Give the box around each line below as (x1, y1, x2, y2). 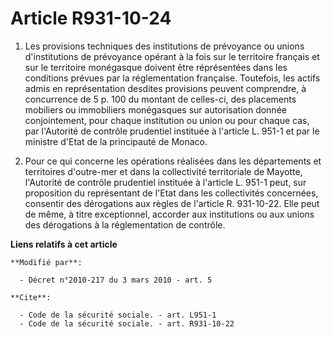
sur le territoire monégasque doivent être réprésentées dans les (24, 61, 288, 73)
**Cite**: (10, 292, 52, 302)
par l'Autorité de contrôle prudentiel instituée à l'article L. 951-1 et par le (24, 125, 320, 137)
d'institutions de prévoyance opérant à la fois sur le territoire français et (24, 50, 320, 62)
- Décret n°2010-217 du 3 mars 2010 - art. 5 (19, 275, 213, 285)
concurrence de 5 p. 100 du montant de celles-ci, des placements (24, 93, 297, 105)
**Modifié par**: (10, 257, 83, 267)
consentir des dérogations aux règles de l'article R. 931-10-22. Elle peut (24, 197, 320, 209)
